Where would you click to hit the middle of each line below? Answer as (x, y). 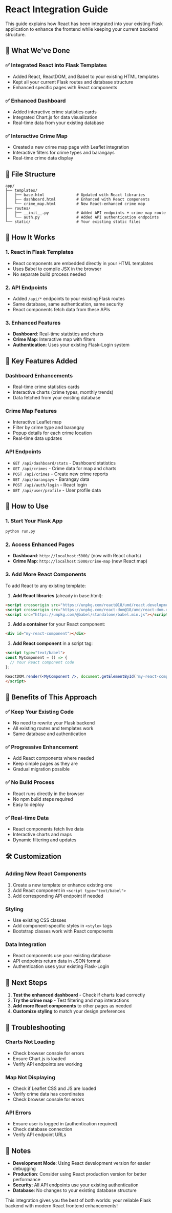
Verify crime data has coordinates (48, 1094)
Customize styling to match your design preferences (69, 1012)
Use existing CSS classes (39, 920)
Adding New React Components (46, 874)
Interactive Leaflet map (37, 422)
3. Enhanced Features (33, 322)
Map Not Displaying (30, 1077)
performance (27, 1180)
